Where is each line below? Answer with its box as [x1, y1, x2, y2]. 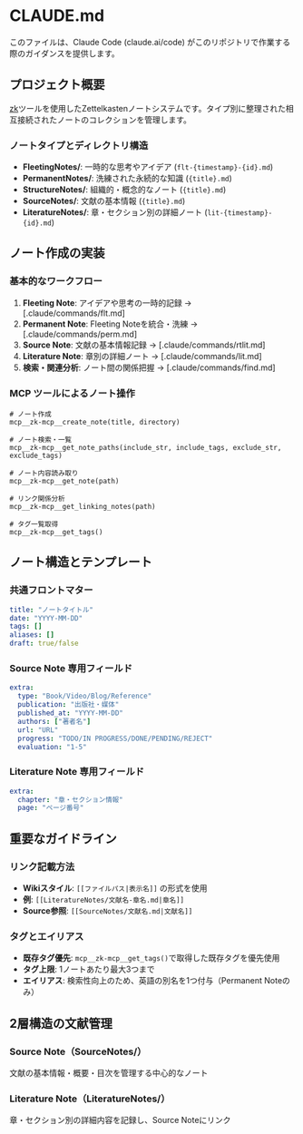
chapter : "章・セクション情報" [17, 795, 124, 804]
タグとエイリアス [9, 930, 84, 943]
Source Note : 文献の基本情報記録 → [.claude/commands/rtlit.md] [22, 339, 266, 350]
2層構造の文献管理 [9, 1015, 113, 1031]
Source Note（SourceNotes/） [9, 1045, 147, 1058]
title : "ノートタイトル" [9, 605, 93, 614]
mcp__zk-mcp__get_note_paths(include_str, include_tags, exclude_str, [9, 444, 282, 453]
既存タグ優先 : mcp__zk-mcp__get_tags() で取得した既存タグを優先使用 [22, 953, 280, 963]
